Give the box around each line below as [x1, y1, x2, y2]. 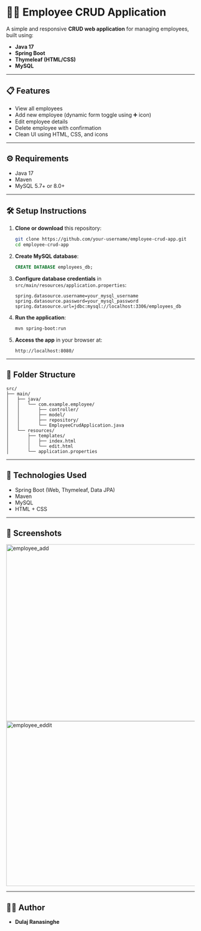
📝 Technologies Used [6, 470, 87, 480]
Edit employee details [14, 118, 68, 125]
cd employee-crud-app [14, 242, 69, 248]
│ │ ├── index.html [6, 438, 77, 444]
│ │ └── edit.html [6, 443, 74, 449]
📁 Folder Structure [6, 370, 76, 380]
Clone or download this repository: [14, 224, 102, 232]
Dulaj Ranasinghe [14, 918, 60, 926]
